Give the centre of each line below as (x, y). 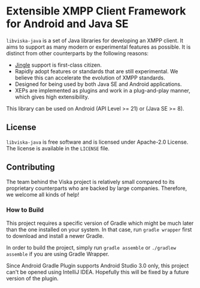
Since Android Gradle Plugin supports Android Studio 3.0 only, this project (98, 265)
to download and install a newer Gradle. (55, 236)
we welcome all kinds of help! (43, 194)
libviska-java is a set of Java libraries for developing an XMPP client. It (95, 40)
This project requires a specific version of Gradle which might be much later (100, 223)
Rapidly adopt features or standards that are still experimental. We (96, 71)
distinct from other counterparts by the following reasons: (77, 53)
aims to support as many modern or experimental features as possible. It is (99, 47)
